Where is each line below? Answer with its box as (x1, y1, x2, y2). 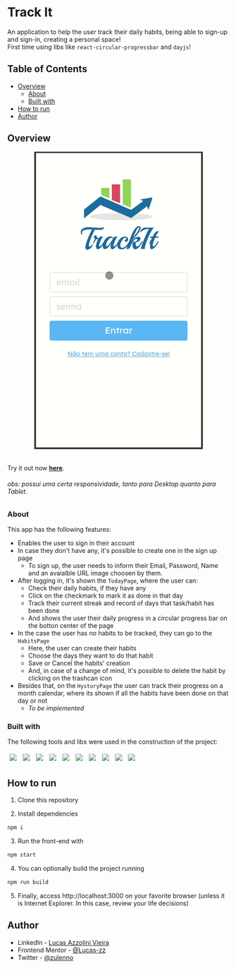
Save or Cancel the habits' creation (27, 659, 130, 667)
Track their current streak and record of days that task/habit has (27, 599, 215, 607)
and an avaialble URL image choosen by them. (27, 569, 163, 578)
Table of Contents (7, 63, 88, 75)
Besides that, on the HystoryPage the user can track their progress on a (17, 682, 223, 690)
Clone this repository (17, 796, 79, 804)
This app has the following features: (7, 525, 111, 534)
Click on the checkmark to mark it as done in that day (27, 591, 183, 600)
